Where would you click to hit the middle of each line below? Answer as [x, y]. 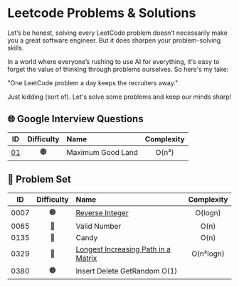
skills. [16, 48]
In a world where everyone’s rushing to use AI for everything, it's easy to [113, 61]
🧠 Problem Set [39, 179]
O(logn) [208, 213]
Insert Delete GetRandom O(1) [127, 271]
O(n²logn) [208, 254]
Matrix [86, 258]
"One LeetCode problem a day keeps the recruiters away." [93, 82]
